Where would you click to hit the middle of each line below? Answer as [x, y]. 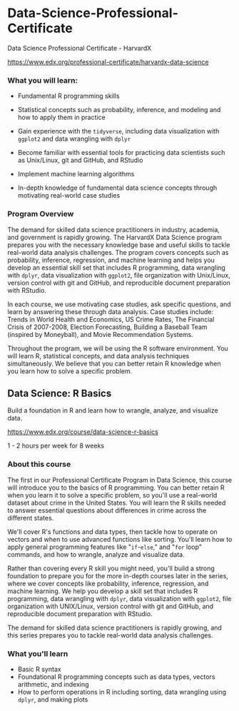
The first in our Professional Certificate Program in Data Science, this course [120, 480]
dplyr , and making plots [53, 699]
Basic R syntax [40, 669]
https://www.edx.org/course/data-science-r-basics [83, 432]
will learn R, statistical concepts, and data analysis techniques [98, 355]
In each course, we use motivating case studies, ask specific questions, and [119, 304]
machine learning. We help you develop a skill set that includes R [103, 591]
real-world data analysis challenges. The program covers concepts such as [118, 252]
